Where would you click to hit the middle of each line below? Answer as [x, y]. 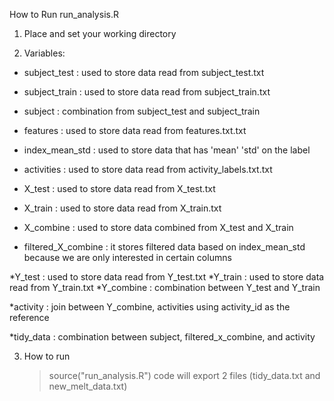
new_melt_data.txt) [88, 386]
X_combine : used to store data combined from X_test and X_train [158, 227]
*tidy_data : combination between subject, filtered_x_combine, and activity [162, 337]
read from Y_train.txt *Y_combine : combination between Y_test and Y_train [165, 287]
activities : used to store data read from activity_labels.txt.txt [148, 169]
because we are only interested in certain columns [127, 257]
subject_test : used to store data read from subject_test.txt [144, 72]
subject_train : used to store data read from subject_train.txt [147, 92]
